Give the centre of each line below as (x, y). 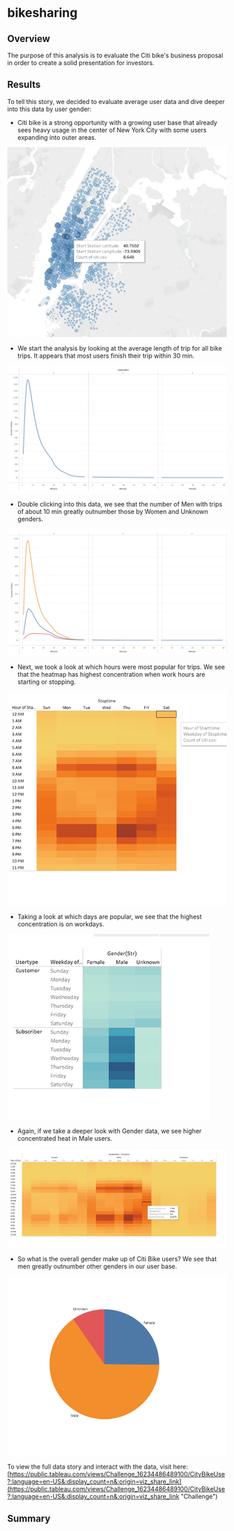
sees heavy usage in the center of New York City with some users (112, 130)
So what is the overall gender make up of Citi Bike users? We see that (117, 1259)
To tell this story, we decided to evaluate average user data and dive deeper (116, 101)
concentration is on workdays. (61, 924)
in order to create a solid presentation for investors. (81, 63)
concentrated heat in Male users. (65, 1138)
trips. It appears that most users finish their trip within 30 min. (106, 356)
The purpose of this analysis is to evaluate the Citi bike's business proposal (115, 55)
